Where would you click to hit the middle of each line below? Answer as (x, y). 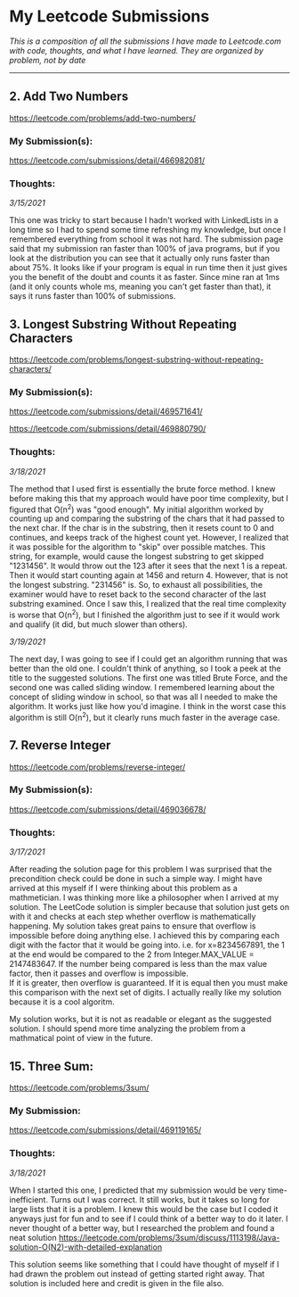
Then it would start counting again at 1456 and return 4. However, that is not (149, 575)
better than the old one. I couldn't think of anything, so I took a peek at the (145, 669)
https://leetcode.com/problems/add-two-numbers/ (102, 118)
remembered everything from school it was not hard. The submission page (146, 239)
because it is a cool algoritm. (62, 1002)
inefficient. (29, 1199)
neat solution (33, 1237)
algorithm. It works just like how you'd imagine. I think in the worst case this (148, 706)
